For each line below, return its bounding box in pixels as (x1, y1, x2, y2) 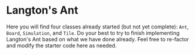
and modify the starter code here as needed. (6, 42, 117, 49)
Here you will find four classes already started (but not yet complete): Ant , (6, 23, 189, 30)
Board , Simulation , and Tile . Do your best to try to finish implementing (6, 29, 180, 36)
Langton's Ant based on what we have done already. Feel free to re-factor (6, 35, 189, 43)
